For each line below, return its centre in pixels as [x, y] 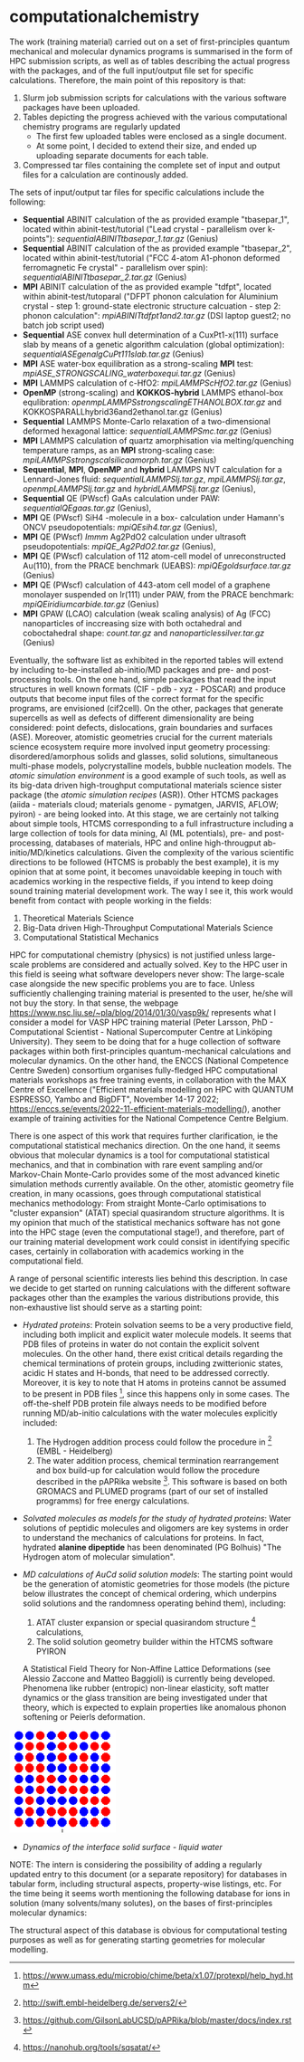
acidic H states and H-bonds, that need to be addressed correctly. [146, 1372]
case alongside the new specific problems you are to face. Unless [132, 983]
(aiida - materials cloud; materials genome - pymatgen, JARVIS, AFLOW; [144, 804]
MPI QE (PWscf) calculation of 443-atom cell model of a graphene [146, 585]
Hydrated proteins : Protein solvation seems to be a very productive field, [158, 1324]
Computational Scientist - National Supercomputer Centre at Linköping [141, 1031]
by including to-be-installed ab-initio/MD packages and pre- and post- [141, 669]
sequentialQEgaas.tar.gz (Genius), [87, 508]
